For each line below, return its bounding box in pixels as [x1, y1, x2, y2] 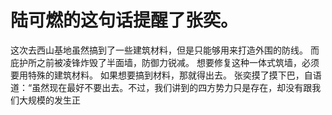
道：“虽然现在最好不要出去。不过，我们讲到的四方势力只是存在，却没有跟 [10, 81, 313, 93]
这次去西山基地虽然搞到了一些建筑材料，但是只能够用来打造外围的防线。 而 [10, 44, 320, 56]
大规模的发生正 [18, 94, 81, 106]
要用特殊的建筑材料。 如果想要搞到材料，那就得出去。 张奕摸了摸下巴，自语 [10, 69, 322, 81]
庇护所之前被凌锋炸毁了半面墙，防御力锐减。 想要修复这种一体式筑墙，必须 [10, 56, 320, 68]
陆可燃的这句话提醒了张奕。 [10, 9, 239, 32]
